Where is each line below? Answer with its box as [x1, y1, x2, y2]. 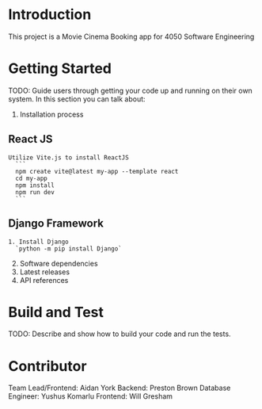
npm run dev [15, 188, 55, 196]
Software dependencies [19, 258, 98, 268]
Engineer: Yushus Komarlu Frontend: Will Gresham [8, 392, 173, 401]
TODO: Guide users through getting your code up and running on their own [8, 86, 253, 95]
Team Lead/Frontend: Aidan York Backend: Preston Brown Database [8, 383, 231, 393]
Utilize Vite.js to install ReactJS [8, 153, 129, 162]
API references [19, 275, 69, 285]
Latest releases [19, 267, 70, 277]
